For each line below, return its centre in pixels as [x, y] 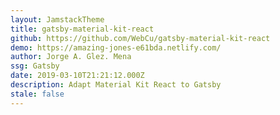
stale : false [37, 94]
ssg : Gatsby [35, 66]
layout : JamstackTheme [57, 19]
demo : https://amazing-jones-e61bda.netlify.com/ [116, 47]
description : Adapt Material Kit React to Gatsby [116, 85]
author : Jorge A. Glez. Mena [71, 57]
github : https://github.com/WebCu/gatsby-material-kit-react [140, 38]
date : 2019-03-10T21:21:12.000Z [77, 76]
